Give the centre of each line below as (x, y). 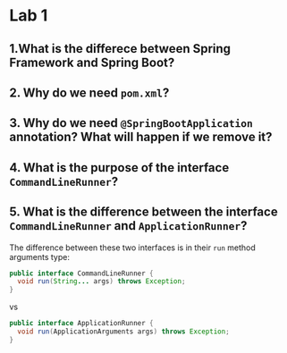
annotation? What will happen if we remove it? (141, 137)
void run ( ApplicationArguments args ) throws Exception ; (123, 332)
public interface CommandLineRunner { (81, 273)
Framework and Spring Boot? (92, 62)
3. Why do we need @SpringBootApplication (131, 123)
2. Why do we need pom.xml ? (89, 92)
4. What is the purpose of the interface (119, 168)
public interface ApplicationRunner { (81, 324)
